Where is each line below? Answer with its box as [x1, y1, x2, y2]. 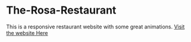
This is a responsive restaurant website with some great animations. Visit [6, 23, 185, 30]
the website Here [6, 29, 48, 36]
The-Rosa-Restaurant [6, 4, 117, 17]
